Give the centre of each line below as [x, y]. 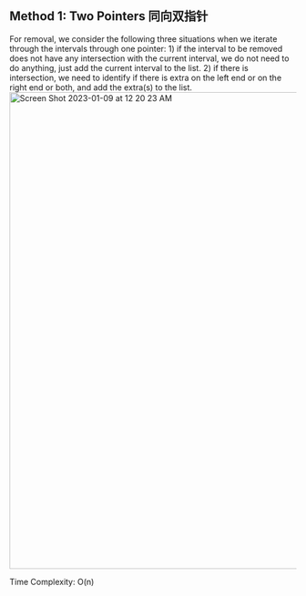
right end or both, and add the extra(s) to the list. [101, 87]
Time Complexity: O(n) [52, 581]
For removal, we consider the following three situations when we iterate [143, 38]
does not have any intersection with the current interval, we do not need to [149, 58]
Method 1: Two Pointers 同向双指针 [109, 16]
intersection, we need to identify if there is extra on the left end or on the [146, 77]
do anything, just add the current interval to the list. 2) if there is [129, 67]
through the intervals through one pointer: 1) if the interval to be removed [146, 48]
